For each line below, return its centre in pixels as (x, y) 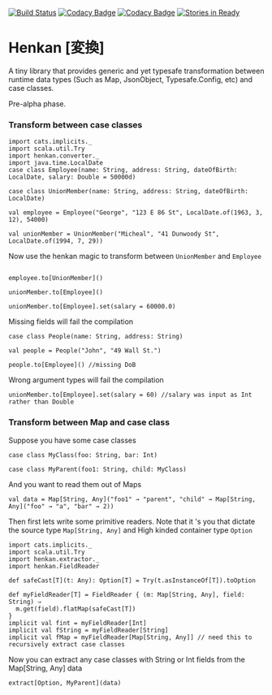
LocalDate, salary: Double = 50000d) (72, 177)
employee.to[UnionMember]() (56, 278)
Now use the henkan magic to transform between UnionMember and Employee (135, 257)
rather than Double (41, 402)
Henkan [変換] (56, 48)
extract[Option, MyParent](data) (65, 683)
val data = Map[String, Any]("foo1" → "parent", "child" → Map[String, (132, 499)
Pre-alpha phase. (37, 104)
